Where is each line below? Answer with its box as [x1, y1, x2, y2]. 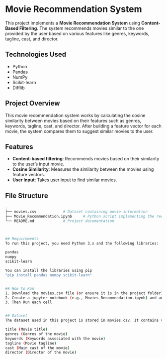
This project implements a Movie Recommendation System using [5, 20, 141, 26]
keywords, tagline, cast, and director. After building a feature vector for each [5, 123, 162, 129]
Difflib [12, 85, 25, 91]
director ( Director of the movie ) [5, 350, 77, 355]
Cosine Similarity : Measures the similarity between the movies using [12, 166, 154, 172]
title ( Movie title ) [5, 327, 48, 332]
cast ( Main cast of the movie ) [5, 345, 70, 351]
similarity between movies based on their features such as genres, [5, 118, 142, 123]
